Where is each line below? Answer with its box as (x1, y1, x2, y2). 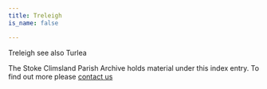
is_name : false (8, 19, 59, 27)
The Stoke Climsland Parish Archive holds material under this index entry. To (8, 63, 260, 72)
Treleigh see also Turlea (8, 48, 88, 57)
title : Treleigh (8, 11, 62, 20)
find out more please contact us (8, 72, 113, 81)
